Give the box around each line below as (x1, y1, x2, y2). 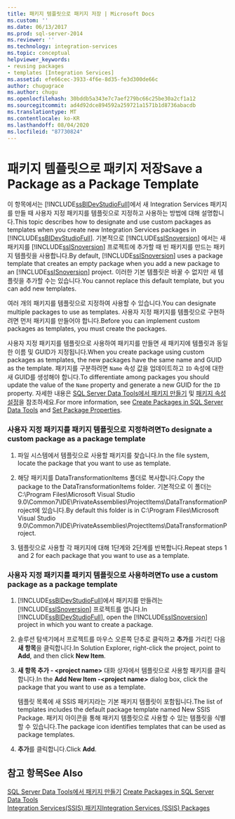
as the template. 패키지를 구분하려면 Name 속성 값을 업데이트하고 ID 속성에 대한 (7, 364, 224, 373)
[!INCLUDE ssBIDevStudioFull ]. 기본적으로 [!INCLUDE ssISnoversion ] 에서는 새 (7, 234, 226, 243)
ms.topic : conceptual (7, 50, 71, 57)
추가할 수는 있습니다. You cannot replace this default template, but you (25, 277, 224, 285)
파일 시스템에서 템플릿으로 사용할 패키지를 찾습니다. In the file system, (17, 451, 210, 459)
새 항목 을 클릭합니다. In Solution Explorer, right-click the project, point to (17, 643, 221, 652)
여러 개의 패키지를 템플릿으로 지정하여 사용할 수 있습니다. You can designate (7, 299, 216, 307)
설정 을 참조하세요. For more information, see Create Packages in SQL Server (7, 398, 224, 407)
